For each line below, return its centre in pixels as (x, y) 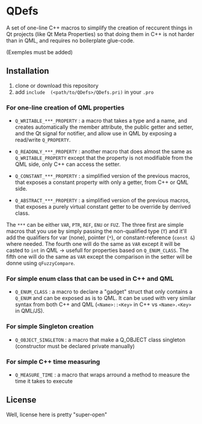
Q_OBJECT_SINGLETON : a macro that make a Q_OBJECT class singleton (100, 340)
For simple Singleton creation (50, 327)
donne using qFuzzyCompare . (41, 263)
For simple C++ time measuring (53, 361)
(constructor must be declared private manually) (75, 346)
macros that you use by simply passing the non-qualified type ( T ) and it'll (96, 231)
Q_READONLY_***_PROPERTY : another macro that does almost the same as (103, 152)
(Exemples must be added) (40, 52)
